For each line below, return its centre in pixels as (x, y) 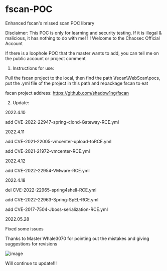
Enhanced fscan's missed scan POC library (50, 23)
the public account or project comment (46, 58)
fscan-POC (29, 9)
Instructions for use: (33, 68)
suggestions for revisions (31, 243)
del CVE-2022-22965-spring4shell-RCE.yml (51, 190)
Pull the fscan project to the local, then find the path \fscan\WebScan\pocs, (83, 78)
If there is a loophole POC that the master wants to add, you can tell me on (82, 53)
